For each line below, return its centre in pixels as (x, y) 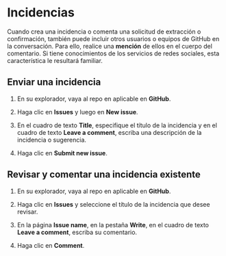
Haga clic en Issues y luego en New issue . (77, 112)
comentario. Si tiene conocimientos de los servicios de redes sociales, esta (113, 53)
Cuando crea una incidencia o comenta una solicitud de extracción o (104, 31)
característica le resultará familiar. (55, 60)
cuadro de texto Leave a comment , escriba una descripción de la (109, 132)
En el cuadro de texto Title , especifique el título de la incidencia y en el (117, 125)
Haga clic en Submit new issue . (62, 153)
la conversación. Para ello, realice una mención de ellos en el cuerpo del (110, 46)
